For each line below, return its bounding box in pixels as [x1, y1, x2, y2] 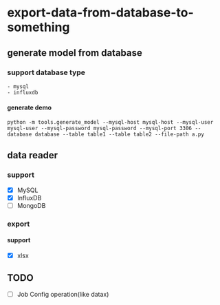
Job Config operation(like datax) [16, 290, 109, 298]
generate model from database [7, 47, 142, 59]
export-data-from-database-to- [7, 5, 194, 21]
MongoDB [16, 201, 46, 209]
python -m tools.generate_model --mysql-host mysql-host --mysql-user [7, 119, 214, 126]
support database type [7, 67, 86, 77]
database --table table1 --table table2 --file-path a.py [34, 131, 205, 138]
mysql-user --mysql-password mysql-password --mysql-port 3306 [7, 125, 192, 132]
